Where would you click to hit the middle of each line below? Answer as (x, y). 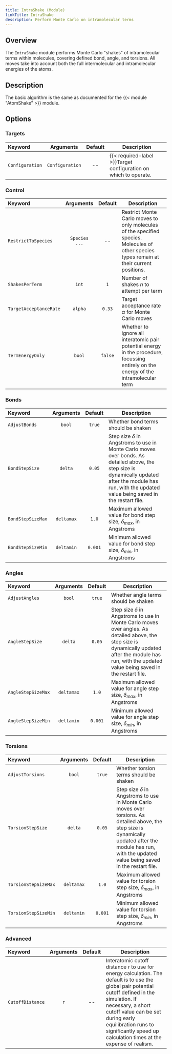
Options (18, 119)
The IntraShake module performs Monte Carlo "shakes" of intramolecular (83, 53)
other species (138, 250)
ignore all (133, 333)
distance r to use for (130, 967)
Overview (21, 40)
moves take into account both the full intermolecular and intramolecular (81, 64)
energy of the (138, 371)
